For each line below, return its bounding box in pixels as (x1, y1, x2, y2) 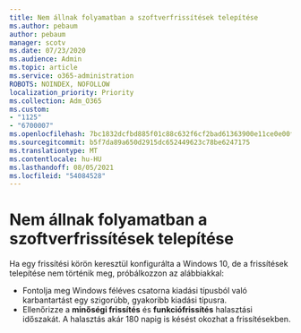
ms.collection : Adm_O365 (9, 96, 102, 106)
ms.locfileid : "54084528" (9, 171, 106, 180)
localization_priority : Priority (9, 88, 134, 97)
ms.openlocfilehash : (9, 130, 87, 139)
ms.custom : (9, 105, 50, 114)
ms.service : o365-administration (9, 72, 134, 81)
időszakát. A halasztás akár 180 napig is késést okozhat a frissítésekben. (21, 314, 291, 325)
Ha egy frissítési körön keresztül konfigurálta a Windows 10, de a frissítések (9, 259, 288, 269)
